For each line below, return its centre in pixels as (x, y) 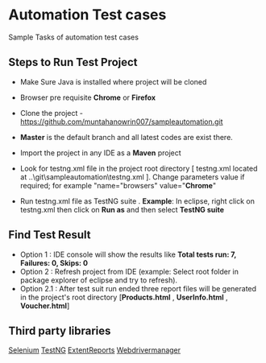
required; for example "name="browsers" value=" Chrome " (118, 185)
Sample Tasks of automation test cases (74, 37)
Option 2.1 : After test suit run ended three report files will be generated (138, 288)
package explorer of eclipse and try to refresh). (99, 280)
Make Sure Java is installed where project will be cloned (113, 81)
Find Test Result (50, 235)
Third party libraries (60, 330)
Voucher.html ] (45, 305)
